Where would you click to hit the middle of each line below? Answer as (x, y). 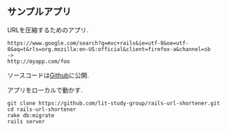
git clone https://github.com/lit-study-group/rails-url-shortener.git (113, 103)
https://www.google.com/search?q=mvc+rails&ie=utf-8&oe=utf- (98, 43)
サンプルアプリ (39, 12)
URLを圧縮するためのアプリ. (48, 30)
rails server (26, 121)
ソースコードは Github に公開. (48, 75)
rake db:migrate (31, 115)
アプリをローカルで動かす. (45, 90)
